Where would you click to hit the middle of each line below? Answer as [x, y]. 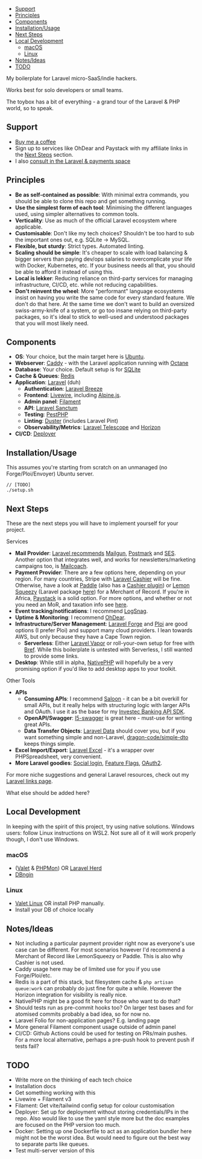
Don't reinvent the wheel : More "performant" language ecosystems [99, 291]
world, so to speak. [30, 108]
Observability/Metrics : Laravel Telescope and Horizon [92, 427]
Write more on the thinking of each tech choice [74, 1080]
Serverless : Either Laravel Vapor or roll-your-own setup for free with [109, 643]
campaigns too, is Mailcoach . [52, 566]
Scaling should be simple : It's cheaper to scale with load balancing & [101, 252]
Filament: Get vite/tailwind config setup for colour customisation [95, 1106]
